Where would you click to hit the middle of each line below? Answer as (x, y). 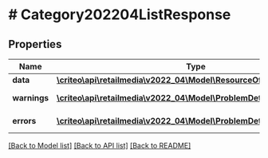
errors (24, 121)
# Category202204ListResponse (120, 15)
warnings (31, 98)
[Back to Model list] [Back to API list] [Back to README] (100, 146)
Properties (35, 44)
